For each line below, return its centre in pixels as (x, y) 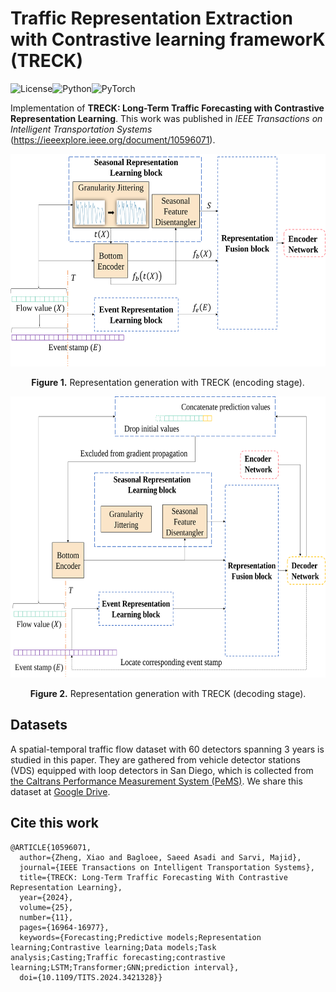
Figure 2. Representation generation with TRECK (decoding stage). (168, 693)
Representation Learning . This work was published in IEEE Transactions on (166, 118)
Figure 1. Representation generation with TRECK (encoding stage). (168, 382)
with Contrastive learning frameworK (168, 39)
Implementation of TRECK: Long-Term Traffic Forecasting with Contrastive (167, 108)
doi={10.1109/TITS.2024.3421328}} (91, 977)
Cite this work (54, 823)
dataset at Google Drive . (60, 791)
